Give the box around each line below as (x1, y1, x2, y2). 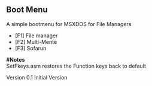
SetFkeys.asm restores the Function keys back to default (6, 62, 147, 69)
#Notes (6, 56, 25, 63)
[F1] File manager (14, 32, 58, 39)
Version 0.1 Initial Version (6, 74, 68, 81)
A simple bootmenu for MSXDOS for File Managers (6, 20, 132, 27)
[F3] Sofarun (14, 44, 47, 52)
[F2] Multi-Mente (14, 38, 57, 45)
